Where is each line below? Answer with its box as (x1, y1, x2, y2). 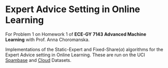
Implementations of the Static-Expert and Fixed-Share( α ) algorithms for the (5, 46, 163, 52)
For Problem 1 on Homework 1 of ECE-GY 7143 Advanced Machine (5, 31, 147, 37)
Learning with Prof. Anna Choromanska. (5, 37, 90, 43)
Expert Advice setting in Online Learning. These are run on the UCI (5, 52, 145, 58)
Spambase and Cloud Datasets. (5, 57, 72, 63)
